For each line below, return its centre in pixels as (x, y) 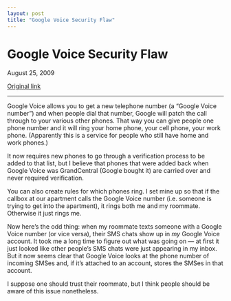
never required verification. (46, 178)
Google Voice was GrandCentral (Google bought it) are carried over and (109, 171)
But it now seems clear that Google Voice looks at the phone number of (108, 256)
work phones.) (27, 143)
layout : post (26, 13)
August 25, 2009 (31, 73)
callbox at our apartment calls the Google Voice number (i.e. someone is (109, 199)
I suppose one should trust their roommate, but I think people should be (109, 284)
